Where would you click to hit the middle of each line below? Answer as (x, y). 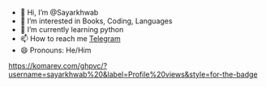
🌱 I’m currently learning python (72, 29)
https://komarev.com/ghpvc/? (58, 66)
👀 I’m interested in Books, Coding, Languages (96, 21)
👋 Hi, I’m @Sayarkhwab (59, 12)
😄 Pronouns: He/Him (56, 50)
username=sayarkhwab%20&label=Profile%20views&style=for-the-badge (133, 74)
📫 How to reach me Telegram (70, 39)
